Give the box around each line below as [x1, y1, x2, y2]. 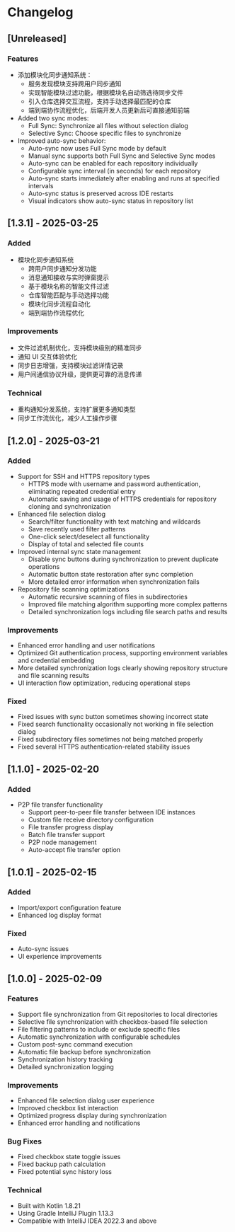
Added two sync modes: [17, 114, 89, 122]
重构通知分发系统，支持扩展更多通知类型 [17, 405, 136, 414]
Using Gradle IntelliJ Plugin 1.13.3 [17, 1209, 114, 1217]
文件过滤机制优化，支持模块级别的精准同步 [17, 343, 142, 352]
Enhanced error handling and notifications [17, 1119, 141, 1127]
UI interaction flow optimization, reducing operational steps [17, 679, 191, 687]
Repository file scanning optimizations [17, 585, 130, 593]
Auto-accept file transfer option [28, 846, 121, 854]
